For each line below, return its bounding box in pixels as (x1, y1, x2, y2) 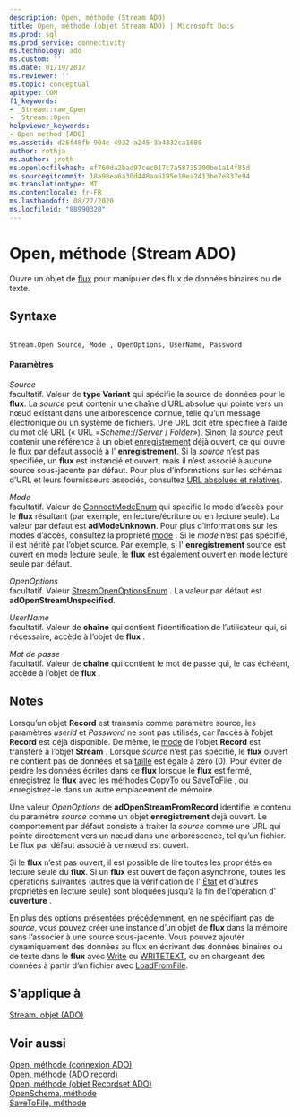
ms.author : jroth (9, 154, 74, 164)
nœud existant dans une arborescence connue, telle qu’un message (9, 407, 261, 418)
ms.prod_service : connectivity (9, 38, 126, 48)
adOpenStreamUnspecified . (9, 594, 116, 605)
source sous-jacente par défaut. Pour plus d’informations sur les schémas (9, 464, 283, 475)
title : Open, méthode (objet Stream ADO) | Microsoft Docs (9, 22, 235, 30)
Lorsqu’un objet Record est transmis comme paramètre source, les (9, 717, 257, 728)
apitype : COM (9, 88, 58, 97)
